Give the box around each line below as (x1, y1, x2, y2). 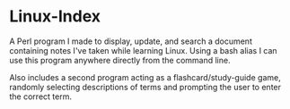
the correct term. (9, 91, 72, 102)
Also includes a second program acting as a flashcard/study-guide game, (9, 71, 281, 82)
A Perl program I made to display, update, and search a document (9, 36, 253, 46)
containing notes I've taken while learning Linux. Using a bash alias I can (9, 45, 277, 55)
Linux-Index (9, 6, 101, 27)
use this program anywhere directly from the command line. (9, 54, 231, 65)
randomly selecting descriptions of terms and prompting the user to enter (9, 81, 281, 92)
